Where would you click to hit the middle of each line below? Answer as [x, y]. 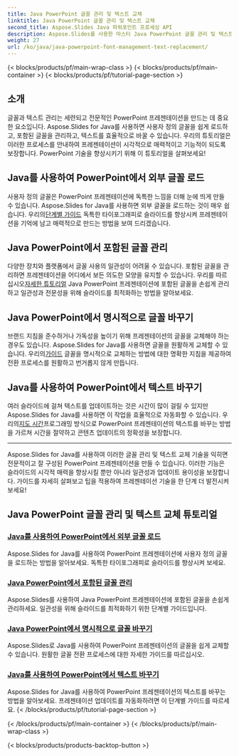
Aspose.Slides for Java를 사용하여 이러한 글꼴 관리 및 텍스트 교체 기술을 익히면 [118, 455]
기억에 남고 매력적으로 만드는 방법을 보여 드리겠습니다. [95, 223]
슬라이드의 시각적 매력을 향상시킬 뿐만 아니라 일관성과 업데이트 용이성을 [106, 472]
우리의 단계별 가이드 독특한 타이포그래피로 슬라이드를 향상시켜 [113, 214]
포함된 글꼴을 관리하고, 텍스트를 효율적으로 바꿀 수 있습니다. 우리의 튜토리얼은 [124, 135]
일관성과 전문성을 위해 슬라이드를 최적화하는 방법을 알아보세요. [107, 293]
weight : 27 [23, 41]
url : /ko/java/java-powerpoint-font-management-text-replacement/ [108, 47]
